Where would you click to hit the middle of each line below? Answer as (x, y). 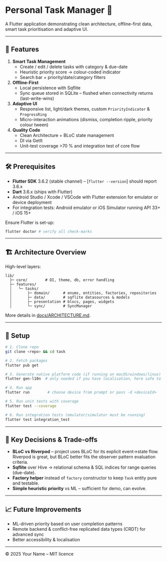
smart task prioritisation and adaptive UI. (47, 29)
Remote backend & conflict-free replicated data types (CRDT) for (79, 529)
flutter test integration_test (38, 420)
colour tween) (34, 125)
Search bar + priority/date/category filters (63, 77)
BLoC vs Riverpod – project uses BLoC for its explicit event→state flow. (85, 452)
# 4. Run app (19, 388)
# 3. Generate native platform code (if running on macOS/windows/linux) (83, 374)
